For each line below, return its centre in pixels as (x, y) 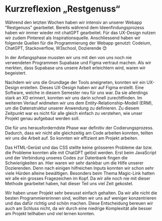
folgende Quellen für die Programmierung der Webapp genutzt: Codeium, (78, 43)
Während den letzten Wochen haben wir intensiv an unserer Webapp (74, 22)
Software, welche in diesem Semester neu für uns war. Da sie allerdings (77, 93)
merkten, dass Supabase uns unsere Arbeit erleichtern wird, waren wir (75, 68)
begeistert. (16, 73)
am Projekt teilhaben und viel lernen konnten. (50, 213)
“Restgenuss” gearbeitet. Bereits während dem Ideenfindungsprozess (74, 27)
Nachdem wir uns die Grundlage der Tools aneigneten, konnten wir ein (75, 82)
